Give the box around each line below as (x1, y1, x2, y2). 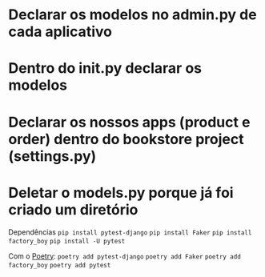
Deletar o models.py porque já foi (8, 183, 234, 202)
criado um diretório (8, 200, 139, 219)
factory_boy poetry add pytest (8, 261, 111, 269)
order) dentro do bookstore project (8, 130, 244, 148)
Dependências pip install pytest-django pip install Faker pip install (8, 227, 252, 237)
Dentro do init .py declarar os (8, 59, 203, 78)
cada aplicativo (8, 22, 112, 41)
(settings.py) (8, 147, 97, 165)
